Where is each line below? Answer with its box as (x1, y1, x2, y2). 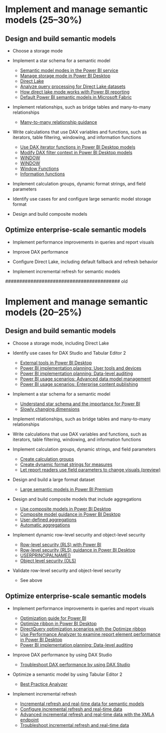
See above (20, 577, 43, 583)
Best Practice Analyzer (20, 681, 68, 687)
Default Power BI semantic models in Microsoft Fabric (20, 94, 132, 100)
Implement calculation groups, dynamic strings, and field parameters (12, 446, 156, 452)
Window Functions (20, 166, 59, 171)
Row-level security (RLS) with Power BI (20, 542, 102, 548)
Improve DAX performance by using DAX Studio (12, 652, 113, 658)
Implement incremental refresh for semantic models (12, 268, 121, 274)
